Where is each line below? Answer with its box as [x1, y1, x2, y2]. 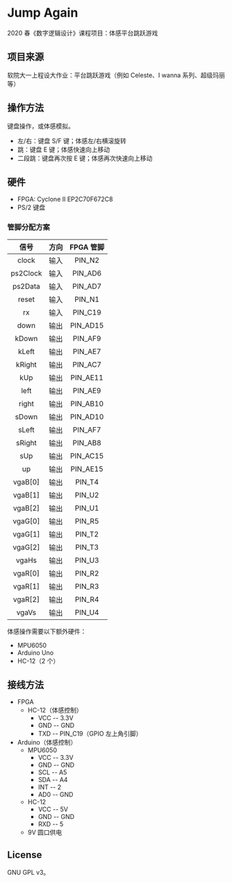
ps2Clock [10, 268, 42, 278]
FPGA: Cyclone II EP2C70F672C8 [17, 195, 113, 203]
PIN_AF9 [72, 333, 101, 343]
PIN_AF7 [72, 424, 101, 434]
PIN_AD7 [72, 281, 102, 291]
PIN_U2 [74, 490, 99, 500]
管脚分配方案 [7, 223, 51, 232]
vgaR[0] [13, 568, 40, 578]
